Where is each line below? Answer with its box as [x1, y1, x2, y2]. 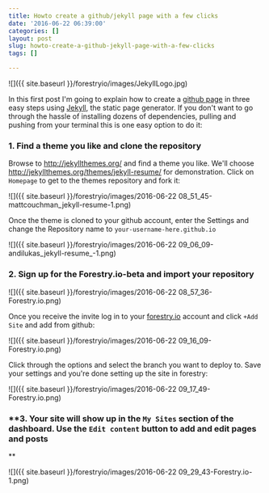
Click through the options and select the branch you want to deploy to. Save [8, 360, 262, 369]
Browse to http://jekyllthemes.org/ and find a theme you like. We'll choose [8, 158, 254, 168]
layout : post [8, 34, 53, 43]
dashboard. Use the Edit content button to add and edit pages [8, 423, 257, 434]
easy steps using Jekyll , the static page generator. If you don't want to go [8, 103, 254, 112]
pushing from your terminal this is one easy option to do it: [8, 120, 203, 129]
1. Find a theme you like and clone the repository [8, 140, 202, 151]
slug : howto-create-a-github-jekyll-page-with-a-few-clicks [8, 42, 216, 50]
